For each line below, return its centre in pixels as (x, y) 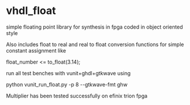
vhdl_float (31, 11)
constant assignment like (36, 50)
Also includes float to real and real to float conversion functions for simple (95, 44)
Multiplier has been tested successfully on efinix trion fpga (77, 96)
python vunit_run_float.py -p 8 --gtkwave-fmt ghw (67, 84)
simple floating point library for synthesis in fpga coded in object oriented (94, 27)
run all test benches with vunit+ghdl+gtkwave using (68, 73)
